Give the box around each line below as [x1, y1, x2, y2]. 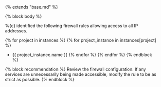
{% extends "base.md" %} [5, 4, 58, 10]
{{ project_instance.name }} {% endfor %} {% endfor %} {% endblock [12, 52, 152, 58]
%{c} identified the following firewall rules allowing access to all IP [5, 23, 138, 29]
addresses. [5, 28, 28, 33]
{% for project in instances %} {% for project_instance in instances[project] [5, 37, 157, 43]
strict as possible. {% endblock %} [5, 77, 75, 82]
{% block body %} [5, 14, 42, 19]
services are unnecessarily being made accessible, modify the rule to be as [5, 72, 157, 77]
